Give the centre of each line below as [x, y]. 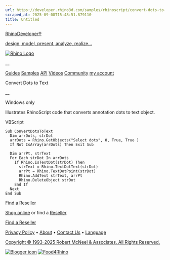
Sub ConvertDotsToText [29, 132]
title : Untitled [22, 19]
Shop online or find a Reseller [36, 213]
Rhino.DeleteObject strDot [47, 180]
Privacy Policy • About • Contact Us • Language [56, 232]
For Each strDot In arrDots [39, 158]
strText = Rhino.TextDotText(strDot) [58, 167]
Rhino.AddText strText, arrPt [50, 176]
